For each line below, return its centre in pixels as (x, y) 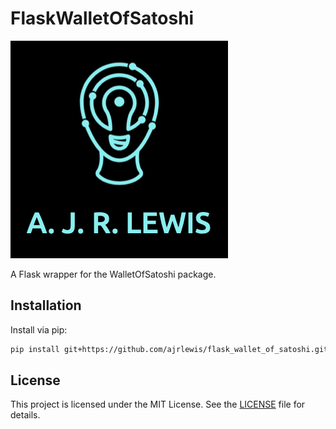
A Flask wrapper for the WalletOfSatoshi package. (113, 274)
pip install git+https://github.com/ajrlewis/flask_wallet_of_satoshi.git (169, 349)
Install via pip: (39, 329)
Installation (46, 305)
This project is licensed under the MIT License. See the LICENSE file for (158, 404)
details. (25, 415)
